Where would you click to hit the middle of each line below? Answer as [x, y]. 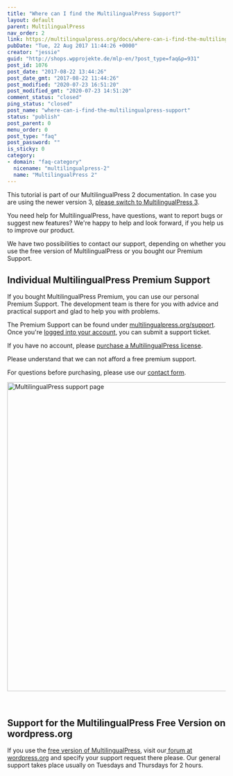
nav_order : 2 [26, 33]
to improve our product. [41, 230]
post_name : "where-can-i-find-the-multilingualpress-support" [99, 110]
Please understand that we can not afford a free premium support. [102, 359]
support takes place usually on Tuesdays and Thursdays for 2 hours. [105, 765]
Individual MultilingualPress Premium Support [109, 280]
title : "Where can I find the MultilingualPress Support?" [94, 14]
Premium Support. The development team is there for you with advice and [113, 304]
